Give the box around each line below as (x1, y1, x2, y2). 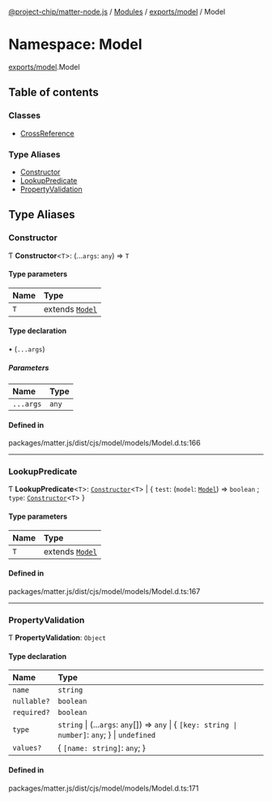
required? (12, 708, 50, 717)
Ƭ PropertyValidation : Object (8, 633, 107, 643)
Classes (8, 110, 41, 121)
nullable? (12, 697, 50, 706)
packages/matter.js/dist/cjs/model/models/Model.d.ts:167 (8, 586, 201, 596)
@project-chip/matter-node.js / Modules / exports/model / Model (8, 7, 226, 16)
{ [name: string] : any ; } (57, 743, 146, 754)
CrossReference (19, 128, 74, 138)
